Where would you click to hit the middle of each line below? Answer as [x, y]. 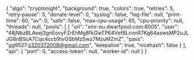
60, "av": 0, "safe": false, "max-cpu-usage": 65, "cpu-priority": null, [103, 20]
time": [13, 20]
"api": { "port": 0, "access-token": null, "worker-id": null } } [77, 51]
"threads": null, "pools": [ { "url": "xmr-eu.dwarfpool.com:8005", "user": [93, 27]
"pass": [135, 39]
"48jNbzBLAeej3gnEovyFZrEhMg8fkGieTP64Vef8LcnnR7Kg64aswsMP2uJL [98, 33]
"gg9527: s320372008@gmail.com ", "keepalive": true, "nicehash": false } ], [96, 45]
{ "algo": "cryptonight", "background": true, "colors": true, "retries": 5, [90, 8]
